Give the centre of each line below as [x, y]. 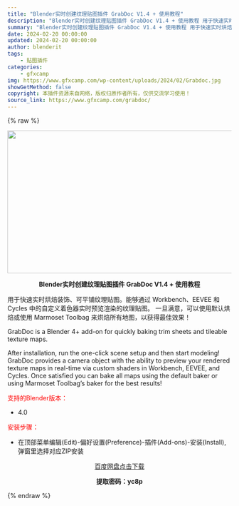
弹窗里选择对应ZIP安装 [51, 451]
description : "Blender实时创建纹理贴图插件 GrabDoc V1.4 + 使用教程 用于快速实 [118, 21]
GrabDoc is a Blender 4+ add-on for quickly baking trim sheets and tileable [117, 332]
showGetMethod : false [39, 87]
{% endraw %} [29, 496]
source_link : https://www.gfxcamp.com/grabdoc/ [79, 101]
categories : [25, 67]
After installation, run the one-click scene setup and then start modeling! [114, 353]
